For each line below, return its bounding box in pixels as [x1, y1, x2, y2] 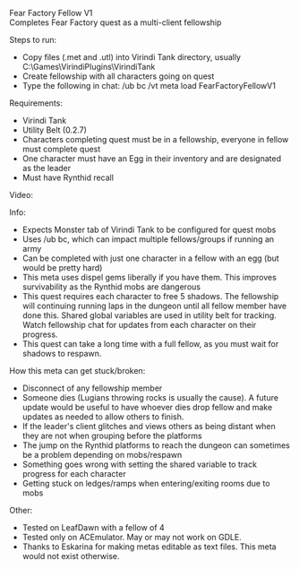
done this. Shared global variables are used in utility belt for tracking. [21, 310, 278, 321]
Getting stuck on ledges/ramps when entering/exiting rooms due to [21, 478, 270, 488]
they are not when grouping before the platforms [21, 430, 203, 441]
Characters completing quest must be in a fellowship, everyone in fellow [21, 134, 289, 144]
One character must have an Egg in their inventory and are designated [21, 153, 282, 164]
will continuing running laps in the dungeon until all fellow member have [21, 300, 287, 311]
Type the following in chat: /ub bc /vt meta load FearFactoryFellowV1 [21, 81, 276, 91]
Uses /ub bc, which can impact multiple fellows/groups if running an [21, 234, 275, 245]
